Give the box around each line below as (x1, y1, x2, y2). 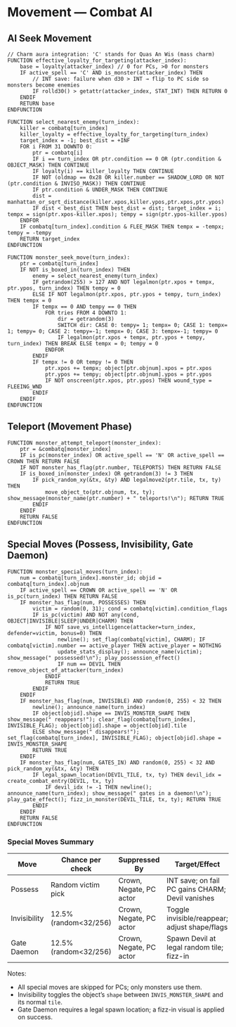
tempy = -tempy (7, 229, 52, 236)
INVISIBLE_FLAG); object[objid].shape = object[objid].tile (7, 722, 188, 729)
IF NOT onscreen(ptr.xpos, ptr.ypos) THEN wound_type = (44, 377, 212, 384)
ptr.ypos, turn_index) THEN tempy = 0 (7, 285, 121, 292)
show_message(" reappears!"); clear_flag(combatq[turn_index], (7, 715, 197, 723)
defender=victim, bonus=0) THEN (7, 630, 102, 637)
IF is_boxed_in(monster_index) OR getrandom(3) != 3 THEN (20, 470, 193, 477)
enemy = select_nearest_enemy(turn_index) (32, 272, 159, 279)
